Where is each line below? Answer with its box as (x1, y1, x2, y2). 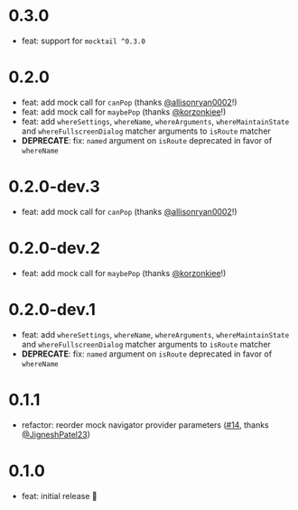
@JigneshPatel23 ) (21, 429, 91, 440)
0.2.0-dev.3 (8, 177, 100, 197)
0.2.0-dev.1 (8, 299, 96, 320)
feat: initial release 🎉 (21, 490, 98, 501)
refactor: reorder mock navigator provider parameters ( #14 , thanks (21, 419, 269, 430)
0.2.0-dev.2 (8, 238, 101, 258)
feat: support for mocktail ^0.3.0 (21, 35, 146, 46)
